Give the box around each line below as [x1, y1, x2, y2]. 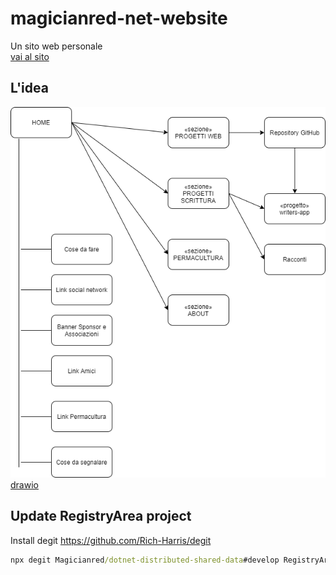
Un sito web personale [10, 40, 103, 52]
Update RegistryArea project [10, 508, 192, 525]
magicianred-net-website [10, 7, 228, 30]
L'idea [10, 80, 49, 97]
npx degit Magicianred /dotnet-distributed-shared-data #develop [10, 555, 280, 565]
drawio [10, 479, 39, 491]
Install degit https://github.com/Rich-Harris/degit [10, 534, 212, 546]
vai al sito [10, 50, 50, 62]
